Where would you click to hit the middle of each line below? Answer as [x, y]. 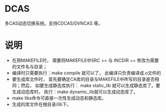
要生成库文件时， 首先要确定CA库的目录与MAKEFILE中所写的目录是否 [83, 79]
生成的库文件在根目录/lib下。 [41, 104]
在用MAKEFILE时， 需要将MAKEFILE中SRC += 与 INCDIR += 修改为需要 [85, 60]
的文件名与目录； [29, 66]
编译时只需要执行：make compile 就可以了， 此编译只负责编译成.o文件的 [86, 73]
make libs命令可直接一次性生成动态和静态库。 [59, 98]
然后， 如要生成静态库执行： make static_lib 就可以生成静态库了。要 [90, 85]
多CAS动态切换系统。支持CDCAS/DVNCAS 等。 [54, 23]
